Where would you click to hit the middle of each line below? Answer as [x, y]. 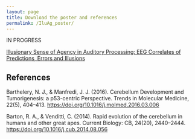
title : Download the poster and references [62, 18]
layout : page [23, 12]
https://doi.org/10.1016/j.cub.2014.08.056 [57, 129]
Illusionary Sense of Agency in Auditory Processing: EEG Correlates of [94, 52]
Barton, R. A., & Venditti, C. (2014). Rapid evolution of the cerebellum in [94, 117]
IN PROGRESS [24, 40]
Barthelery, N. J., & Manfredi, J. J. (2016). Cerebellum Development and [95, 92]
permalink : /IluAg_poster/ [40, 23]
